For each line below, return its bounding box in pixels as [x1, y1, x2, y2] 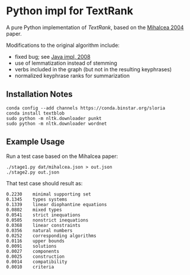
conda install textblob [6, 110, 65, 116]
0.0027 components [6, 248, 60, 254]
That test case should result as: [6, 179, 83, 187]
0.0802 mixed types [6, 207, 62, 213]
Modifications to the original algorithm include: [6, 42, 120, 49]
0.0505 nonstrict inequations [6, 217, 89, 223]
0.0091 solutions [6, 243, 57, 249]
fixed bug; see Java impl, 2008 [14, 53, 91, 60]
